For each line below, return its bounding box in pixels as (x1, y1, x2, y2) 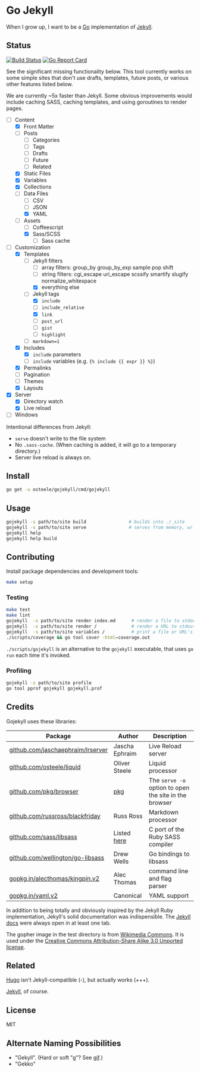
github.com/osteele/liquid (9, 763, 81, 771)
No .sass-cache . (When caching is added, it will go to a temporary (14, 441, 177, 448)
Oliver (113, 759, 130, 767)
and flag (148, 874, 172, 882)
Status (6, 40, 32, 51)
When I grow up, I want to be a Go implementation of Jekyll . (6, 23, 153, 30)
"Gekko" (14, 1060, 36, 1068)
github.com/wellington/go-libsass (9, 853, 105, 861)
